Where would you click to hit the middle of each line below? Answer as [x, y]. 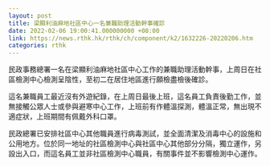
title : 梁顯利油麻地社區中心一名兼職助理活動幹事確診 [87, 23]
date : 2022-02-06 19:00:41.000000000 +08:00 [84, 30]
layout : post [30, 16]
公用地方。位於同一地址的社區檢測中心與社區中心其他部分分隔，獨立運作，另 [135, 144]
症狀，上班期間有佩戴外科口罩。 [68, 116]
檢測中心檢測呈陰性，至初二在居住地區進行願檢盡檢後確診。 [114, 79]
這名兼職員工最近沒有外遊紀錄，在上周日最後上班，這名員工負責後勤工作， [131, 96]
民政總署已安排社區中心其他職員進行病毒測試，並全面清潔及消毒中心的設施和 [135, 134]
